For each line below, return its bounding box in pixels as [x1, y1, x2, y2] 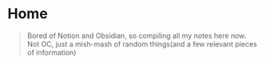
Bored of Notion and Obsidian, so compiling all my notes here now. [26, 31, 247, 40]
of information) [26, 47, 77, 57]
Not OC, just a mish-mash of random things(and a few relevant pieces [26, 39, 257, 48]
